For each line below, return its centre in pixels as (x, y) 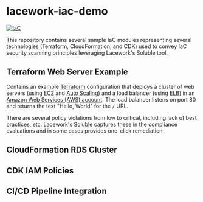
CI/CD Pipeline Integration (57, 191)
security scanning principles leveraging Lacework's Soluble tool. (87, 52)
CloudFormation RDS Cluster (62, 150)
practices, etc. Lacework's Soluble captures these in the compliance (92, 124)
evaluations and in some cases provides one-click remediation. (85, 131)
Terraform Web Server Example (67, 72)
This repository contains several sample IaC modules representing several (99, 40)
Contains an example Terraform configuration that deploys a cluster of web (100, 86)
